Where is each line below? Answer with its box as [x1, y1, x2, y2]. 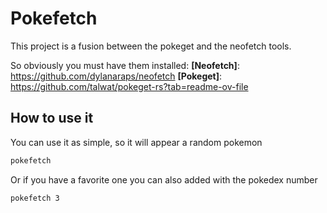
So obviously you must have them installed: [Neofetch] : [10, 59, 240, 71]
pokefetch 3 [10, 193, 60, 203]
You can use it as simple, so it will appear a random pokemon [10, 136, 263, 148]
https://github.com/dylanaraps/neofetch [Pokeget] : [10, 70, 223, 82]
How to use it [10, 110, 94, 127]
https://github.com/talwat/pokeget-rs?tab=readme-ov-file [10, 80, 249, 92]
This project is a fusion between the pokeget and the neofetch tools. [10, 40, 292, 52]
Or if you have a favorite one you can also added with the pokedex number [10, 173, 318, 186]
